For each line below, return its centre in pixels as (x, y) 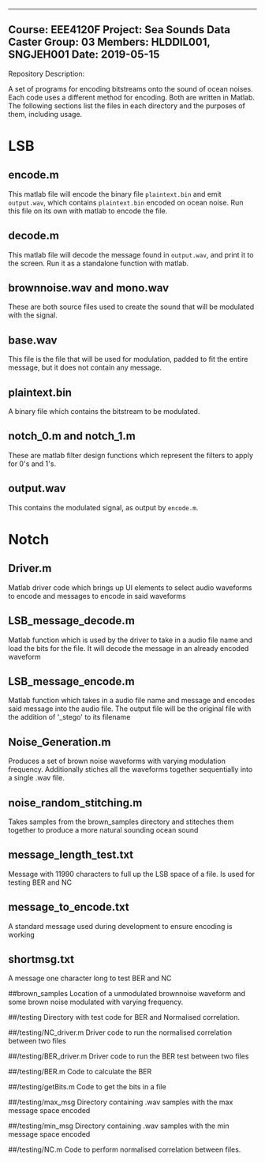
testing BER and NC (40, 882)
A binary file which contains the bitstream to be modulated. (104, 412)
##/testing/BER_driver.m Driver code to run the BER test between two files (129, 1056)
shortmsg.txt (41, 959)
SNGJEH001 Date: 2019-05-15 (84, 55)
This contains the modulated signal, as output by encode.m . (103, 507)
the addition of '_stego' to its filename (69, 717)
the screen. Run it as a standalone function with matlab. (99, 263)
